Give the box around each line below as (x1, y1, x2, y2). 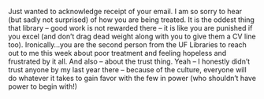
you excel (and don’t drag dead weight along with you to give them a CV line (8, 31, 256, 41)
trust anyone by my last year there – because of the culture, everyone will (8, 65, 247, 74)
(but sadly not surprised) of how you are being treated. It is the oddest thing (8, 15, 255, 24)
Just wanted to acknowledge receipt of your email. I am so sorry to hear (8, 7, 243, 16)
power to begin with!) (8, 82, 77, 91)
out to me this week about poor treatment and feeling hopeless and (8, 49, 227, 57)
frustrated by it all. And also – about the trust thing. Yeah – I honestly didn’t (8, 57, 251, 66)
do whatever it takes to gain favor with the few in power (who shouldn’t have (8, 74, 256, 82)
